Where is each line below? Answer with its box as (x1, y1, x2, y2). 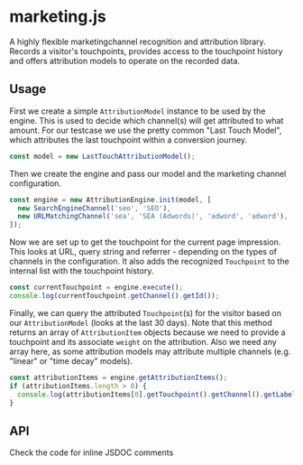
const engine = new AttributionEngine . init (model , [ (9, 195, 212, 204)
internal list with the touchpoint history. (9, 265, 154, 276)
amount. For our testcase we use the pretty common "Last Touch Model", (9, 125, 282, 135)
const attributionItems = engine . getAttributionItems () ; (9, 373, 228, 382)
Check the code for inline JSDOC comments (9, 447, 174, 458)
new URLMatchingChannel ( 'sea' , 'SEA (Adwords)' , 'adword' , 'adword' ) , (17, 212, 289, 221)
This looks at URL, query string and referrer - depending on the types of (9, 246, 278, 257)
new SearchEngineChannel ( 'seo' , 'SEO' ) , (17, 203, 171, 213)
